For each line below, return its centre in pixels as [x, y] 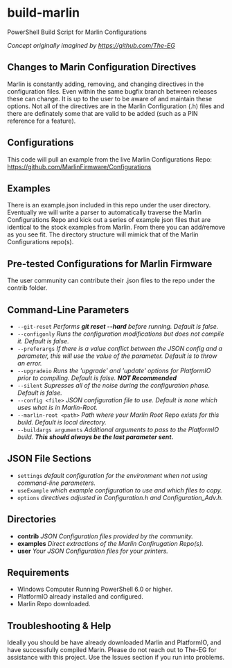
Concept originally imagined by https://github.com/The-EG [91, 45]
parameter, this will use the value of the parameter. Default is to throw [117, 356]
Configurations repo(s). [41, 242]
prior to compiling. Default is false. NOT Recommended [97, 378]
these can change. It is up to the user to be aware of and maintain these [110, 99]
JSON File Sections [50, 459]
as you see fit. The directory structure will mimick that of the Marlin [103, 234]
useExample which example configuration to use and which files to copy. [120, 490]
